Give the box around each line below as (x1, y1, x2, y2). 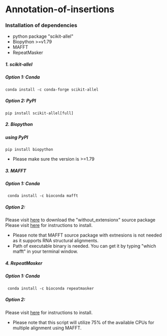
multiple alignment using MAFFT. (12, 325, 82, 331)
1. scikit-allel (5, 61, 33, 67)
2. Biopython (5, 121, 33, 127)
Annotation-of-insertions (5, 4, 115, 15)
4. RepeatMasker (5, 260, 43, 266)
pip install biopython (5, 147, 53, 152)
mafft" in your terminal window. (12, 248, 78, 254)
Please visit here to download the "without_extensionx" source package (5, 217, 156, 223)
